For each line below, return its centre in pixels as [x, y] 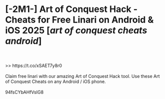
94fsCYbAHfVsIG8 [24, 92]
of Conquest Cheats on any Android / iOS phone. [55, 81]
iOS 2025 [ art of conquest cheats [76, 30]
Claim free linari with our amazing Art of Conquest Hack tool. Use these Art [82, 76]
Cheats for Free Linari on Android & [79, 20]
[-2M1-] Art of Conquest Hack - [71, 9]
